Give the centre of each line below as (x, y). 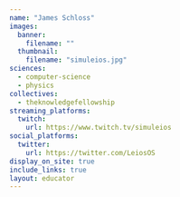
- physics (36, 85)
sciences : (28, 69)
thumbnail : (38, 52)
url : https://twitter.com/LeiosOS (90, 153)
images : (24, 26)
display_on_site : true (52, 161)
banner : (32, 34)
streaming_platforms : (50, 111)
